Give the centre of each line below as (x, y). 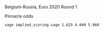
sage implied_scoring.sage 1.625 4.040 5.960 (52, 25)
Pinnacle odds (19, 16)
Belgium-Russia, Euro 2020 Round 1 (41, 7)
